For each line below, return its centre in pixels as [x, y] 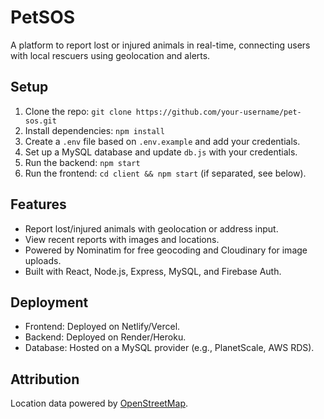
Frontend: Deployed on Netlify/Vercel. [102, 327]
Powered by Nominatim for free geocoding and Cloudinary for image [166, 250]
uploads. [43, 260]
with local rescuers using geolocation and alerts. [110, 55]
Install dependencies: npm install [94, 130]
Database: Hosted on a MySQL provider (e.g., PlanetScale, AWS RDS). [169, 348]
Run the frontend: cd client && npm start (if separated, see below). [165, 173]
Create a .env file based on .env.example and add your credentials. [162, 141]
